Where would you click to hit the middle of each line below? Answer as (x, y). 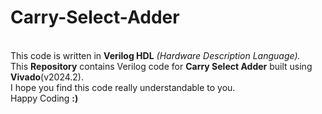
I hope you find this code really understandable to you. (123, 87)
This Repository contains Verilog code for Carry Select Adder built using (161, 66)
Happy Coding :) (44, 98)
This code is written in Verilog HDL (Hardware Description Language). (155, 55)
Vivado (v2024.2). (47, 77)
